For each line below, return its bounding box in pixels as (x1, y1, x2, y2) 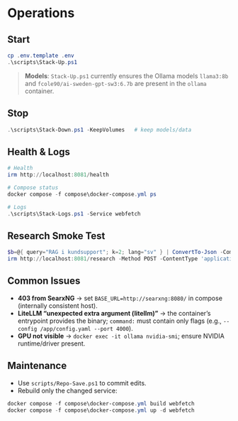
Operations (7, 5, 75, 21)
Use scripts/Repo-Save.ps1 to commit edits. (17, 378, 147, 387)
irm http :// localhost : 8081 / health (7, 171, 110, 178)
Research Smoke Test (7, 230, 106, 242)
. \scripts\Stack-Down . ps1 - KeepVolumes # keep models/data (7, 126, 192, 133)
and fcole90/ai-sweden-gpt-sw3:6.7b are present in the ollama (24, 79, 207, 87)
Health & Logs (7, 146, 71, 158)
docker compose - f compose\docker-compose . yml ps (7, 191, 157, 198)
